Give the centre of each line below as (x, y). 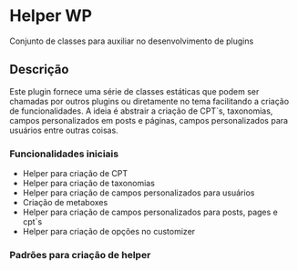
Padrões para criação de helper (80, 255)
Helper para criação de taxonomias (88, 184)
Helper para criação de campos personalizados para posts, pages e (150, 212)
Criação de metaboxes (65, 203)
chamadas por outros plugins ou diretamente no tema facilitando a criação (149, 101)
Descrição (39, 70)
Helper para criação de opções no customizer (109, 232)
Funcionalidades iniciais (64, 154)
